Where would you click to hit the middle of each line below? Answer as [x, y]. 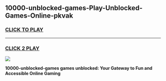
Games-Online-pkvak [39, 16]
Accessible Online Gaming [33, 73]
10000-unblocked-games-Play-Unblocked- [74, 8]
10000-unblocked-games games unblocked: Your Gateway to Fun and [79, 68]
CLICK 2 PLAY [22, 48]
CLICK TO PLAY [24, 30]
